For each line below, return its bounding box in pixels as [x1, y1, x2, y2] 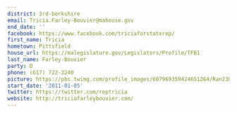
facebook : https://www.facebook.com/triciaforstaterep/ [7, 29, 175, 37]
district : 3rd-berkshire [7, 10, 80, 18]
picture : [7, 75, 33, 83]
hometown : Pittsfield [7, 43, 71, 50]
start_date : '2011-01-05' [7, 82, 83, 89]
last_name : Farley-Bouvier [7, 56, 87, 63]
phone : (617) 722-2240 [7, 69, 74, 76]
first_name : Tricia [7, 36, 65, 44]
